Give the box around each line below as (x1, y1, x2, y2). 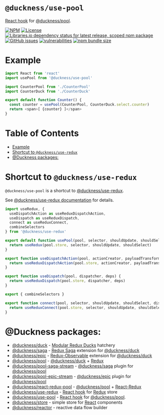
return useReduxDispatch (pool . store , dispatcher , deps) (9, 279, 125, 284)
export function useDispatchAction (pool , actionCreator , (5, 256, 123, 261)
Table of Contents (5, 128, 79, 139)
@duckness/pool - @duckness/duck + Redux (12, 358, 104, 364)
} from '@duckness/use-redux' (5, 229, 67, 234)
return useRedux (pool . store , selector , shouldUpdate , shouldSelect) (9, 242, 152, 247)
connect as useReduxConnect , (9, 220, 69, 225)
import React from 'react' (5, 71, 60, 76)
